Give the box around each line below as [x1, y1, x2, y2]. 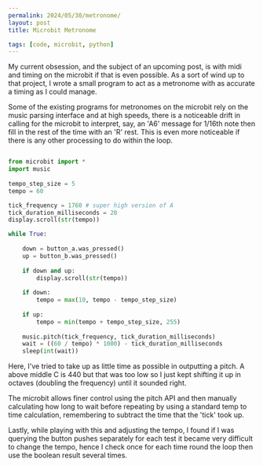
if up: [22, 310, 44, 319]
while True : [8, 230, 47, 239]
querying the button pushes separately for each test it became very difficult [8, 434, 254, 443]
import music [8, 165, 51, 173]
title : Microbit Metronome [8, 26, 97, 34]
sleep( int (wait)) [22, 347, 79, 355]
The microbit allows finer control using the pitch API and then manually [8, 394, 237, 403]
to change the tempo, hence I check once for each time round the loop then [8, 442, 254, 452]
